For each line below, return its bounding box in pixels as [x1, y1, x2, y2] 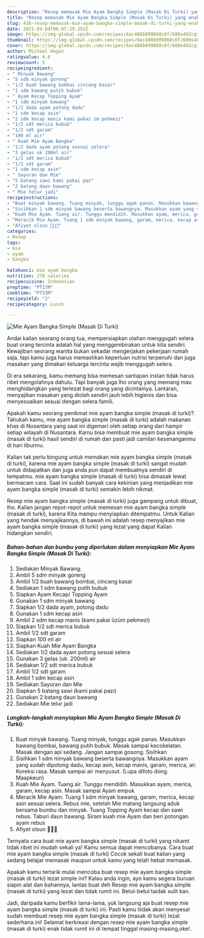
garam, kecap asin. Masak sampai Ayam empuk [15, 787, 135, 795]
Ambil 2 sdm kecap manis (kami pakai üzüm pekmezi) [15, 617, 150, 624]
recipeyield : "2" [7, 295, 51, 301]
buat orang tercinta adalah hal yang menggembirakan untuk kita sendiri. [7, 341, 186, 349]
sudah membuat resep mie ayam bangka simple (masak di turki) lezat [7, 912, 180, 920]
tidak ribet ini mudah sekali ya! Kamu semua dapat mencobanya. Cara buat [7, 844, 194, 851]
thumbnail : [7, 37, 35, 43]
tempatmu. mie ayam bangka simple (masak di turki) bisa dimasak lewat [7, 473, 186, 480]
